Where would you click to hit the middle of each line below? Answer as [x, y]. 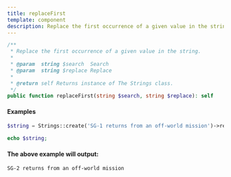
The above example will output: [53, 154]
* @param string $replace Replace [61, 70]
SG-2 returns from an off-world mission [66, 169]
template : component [37, 20]
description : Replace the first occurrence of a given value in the [107, 26]
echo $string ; [27, 139]
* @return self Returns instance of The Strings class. [92, 83]
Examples [22, 111]
